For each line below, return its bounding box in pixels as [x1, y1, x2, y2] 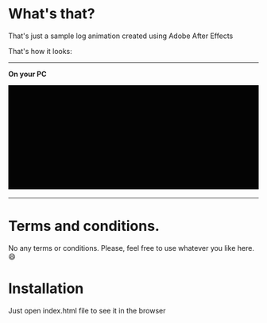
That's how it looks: [8, 46, 73, 56]
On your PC [8, 69, 47, 79]
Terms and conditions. [8, 217, 161, 235]
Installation [8, 279, 84, 298]
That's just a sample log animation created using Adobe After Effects [8, 31, 234, 40]
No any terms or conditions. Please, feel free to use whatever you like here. [8, 244, 255, 253]
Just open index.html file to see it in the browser [8, 306, 166, 316]
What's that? [8, 5, 95, 23]
